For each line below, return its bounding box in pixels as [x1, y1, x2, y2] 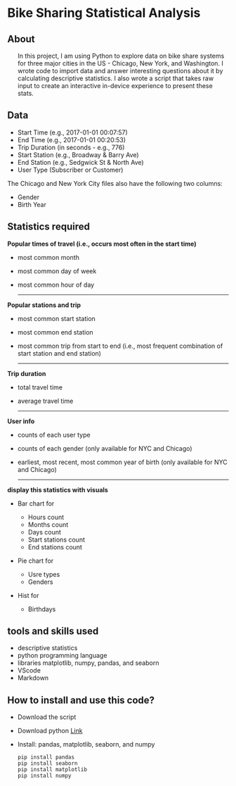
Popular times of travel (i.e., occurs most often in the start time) [7, 239, 197, 248]
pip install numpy [17, 773, 72, 780]
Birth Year [17, 200, 47, 208]
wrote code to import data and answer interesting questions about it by [17, 67, 223, 75]
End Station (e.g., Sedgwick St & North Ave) [17, 158, 144, 166]
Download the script [17, 713, 77, 721]
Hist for [17, 591, 39, 599]
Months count [27, 520, 69, 529]
